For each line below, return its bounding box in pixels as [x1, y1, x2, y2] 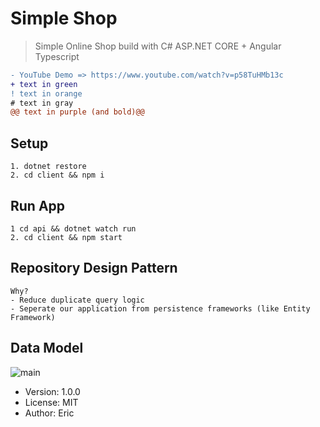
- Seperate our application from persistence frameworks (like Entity [10, 303, 311, 314]
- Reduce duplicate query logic [10, 295, 145, 305]
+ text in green [10, 79, 78, 89]
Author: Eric [24, 407, 75, 419]
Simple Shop [10, 7, 118, 30]
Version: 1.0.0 [24, 385, 81, 397]
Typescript [34, 50, 80, 62]
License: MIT [24, 396, 79, 408]
